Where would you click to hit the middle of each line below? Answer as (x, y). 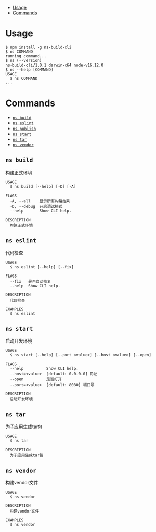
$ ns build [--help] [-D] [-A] (43, 186)
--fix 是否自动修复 (30, 281)
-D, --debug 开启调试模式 (36, 206)
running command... (26, 56)
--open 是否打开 (36, 379)
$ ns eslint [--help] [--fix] (42, 267)
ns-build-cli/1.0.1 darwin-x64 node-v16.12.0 (54, 65)
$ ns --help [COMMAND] (29, 69)
